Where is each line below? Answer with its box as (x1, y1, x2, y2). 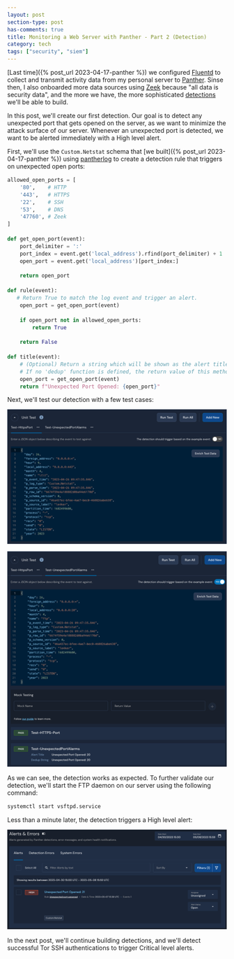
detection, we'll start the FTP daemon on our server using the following (7, 781, 211, 789)
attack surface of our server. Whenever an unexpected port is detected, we (7, 127, 224, 134)
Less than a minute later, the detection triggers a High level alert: (7, 815, 193, 824)
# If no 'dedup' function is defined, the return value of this (19, 368, 210, 375)
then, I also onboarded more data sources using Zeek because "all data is (7, 83, 219, 91)
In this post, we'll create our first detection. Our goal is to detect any (7, 112, 203, 120)
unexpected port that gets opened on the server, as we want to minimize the (7, 119, 226, 127)
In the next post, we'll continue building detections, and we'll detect (7, 937, 201, 945)
